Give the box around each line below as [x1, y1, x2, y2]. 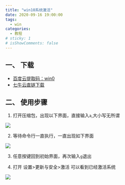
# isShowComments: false [5, 41, 58, 46]
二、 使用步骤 [5, 98, 48, 107]
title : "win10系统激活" [5, 7, 53, 13]
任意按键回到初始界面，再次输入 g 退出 [12, 153, 92, 160]
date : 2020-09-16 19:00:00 [5, 12, 63, 17]
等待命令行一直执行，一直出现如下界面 [12, 133, 94, 139]
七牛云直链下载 [12, 82, 45, 88]
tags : [5, 17, 17, 22]
